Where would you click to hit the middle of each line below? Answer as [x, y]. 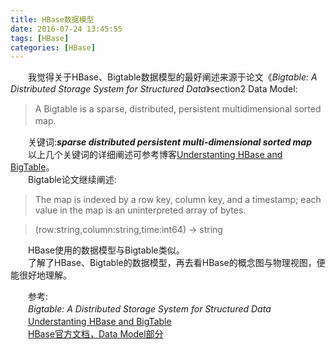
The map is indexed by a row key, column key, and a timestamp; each [178, 200]
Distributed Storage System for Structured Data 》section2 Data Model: [154, 89]
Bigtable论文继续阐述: [72, 180]
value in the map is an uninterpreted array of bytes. [140, 210]
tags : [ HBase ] [40, 38]
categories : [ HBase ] [53, 47]
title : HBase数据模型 [52, 19]
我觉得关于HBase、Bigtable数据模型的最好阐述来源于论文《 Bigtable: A [172, 77]
